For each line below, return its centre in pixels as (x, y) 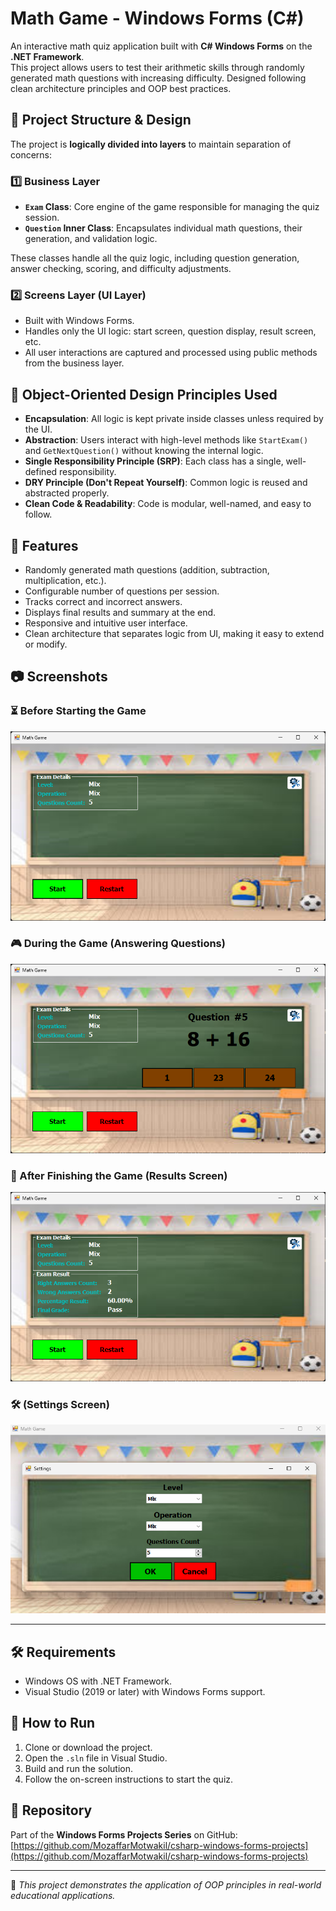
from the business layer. (74, 363)
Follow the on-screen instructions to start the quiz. (129, 1779)
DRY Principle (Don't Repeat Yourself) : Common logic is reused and (166, 483)
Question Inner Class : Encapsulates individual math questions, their (163, 228)
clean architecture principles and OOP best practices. (121, 88)
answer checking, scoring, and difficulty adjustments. (121, 269)
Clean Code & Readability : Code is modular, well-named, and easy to (168, 504)
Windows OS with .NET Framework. (98, 1681)
